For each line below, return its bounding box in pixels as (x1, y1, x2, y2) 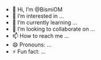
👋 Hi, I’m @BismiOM (12, 6, 63, 13)
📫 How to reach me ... (12, 32, 69, 39)
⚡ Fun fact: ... (12, 48, 46, 55)
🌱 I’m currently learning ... (12, 19, 78, 26)
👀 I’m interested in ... (12, 12, 64, 20)
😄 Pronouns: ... (12, 41, 52, 48)
